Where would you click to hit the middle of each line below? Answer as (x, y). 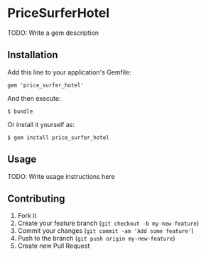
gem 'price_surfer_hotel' (45, 85)
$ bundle (20, 111)
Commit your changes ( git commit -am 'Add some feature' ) (105, 231)
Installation (33, 55)
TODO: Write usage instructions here (61, 176)
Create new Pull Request (54, 246)
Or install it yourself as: (41, 124)
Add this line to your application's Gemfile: (69, 72)
